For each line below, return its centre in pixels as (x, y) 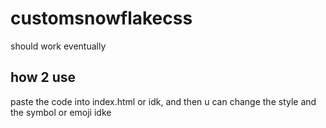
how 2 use (43, 77)
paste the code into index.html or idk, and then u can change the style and (163, 101)
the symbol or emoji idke (61, 112)
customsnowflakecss (101, 18)
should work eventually (58, 46)
